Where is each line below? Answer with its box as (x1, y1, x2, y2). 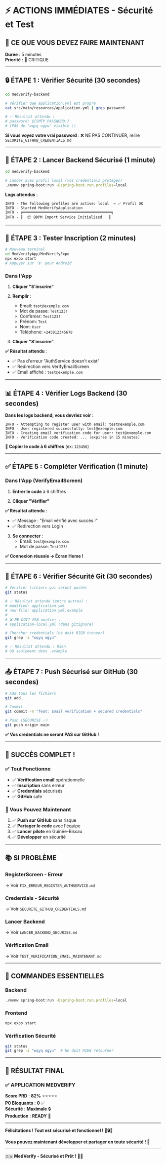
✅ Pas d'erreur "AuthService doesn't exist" (12, 358, 100, 364)
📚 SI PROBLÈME (5, 854, 57, 862)
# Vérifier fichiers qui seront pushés (5, 585, 87, 590)
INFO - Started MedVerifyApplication (5, 205, 83, 210)
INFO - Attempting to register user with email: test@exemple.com (5, 422, 145, 427)
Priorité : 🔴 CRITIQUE (5, 57, 49, 63)
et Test (5, 19, 34, 30)
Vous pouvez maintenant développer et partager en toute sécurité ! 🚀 (5, 1139, 150, 1145)
